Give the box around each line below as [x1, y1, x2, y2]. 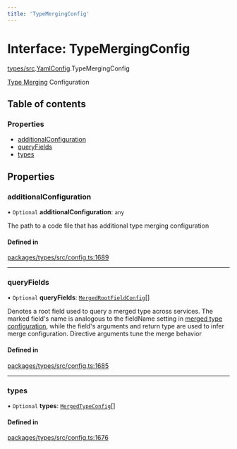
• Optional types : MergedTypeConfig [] [7, 401, 116, 410]
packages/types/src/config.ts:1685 [7, 361, 109, 370]
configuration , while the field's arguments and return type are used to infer [7, 322, 224, 331]
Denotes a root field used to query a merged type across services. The [7, 307, 214, 316]
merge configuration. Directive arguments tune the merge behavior [7, 329, 202, 338]
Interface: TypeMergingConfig [7, 40, 190, 56]
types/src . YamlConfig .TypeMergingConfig [7, 64, 130, 73]
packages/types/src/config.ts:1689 [7, 253, 109, 262]
